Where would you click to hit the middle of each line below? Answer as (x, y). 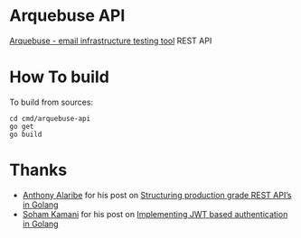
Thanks (38, 170)
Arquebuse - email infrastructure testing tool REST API (111, 41)
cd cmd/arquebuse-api (50, 118)
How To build (60, 77)
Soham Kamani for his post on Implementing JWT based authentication (155, 214)
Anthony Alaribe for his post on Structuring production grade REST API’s (157, 195)
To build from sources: (51, 102)
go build (26, 134)
